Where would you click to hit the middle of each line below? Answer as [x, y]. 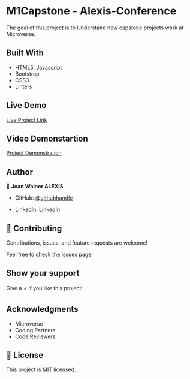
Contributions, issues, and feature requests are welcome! [77, 243]
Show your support [43, 273]
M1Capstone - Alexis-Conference [91, 11]
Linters [23, 86]
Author [19, 172]
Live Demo [26, 105]
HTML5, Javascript [38, 67]
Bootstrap [27, 74]
